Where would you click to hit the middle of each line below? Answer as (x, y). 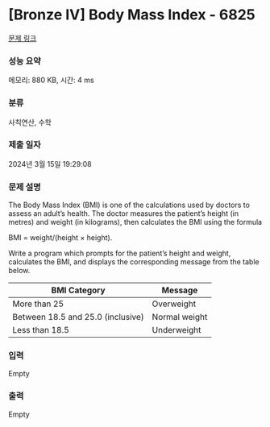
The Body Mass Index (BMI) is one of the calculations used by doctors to (129, 205)
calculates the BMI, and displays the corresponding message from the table (134, 262)
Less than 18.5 (41, 330)
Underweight (177, 330)
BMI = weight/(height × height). (60, 238)
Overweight (174, 304)
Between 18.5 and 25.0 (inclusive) (79, 317)
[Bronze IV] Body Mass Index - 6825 (132, 15)
